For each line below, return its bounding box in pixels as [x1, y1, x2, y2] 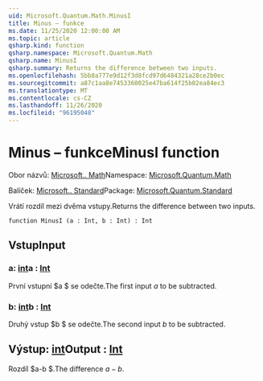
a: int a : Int [8, 263, 51, 274]
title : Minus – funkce [8, 19, 84, 27]
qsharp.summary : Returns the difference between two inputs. [8, 64, 218, 72]
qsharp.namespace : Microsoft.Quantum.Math [8, 49, 153, 57]
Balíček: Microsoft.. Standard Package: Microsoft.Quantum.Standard [8, 186, 233, 195]
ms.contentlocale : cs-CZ [8, 94, 92, 102]
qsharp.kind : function [8, 42, 84, 50]
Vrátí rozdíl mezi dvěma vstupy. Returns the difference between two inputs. [8, 201, 256, 211]
